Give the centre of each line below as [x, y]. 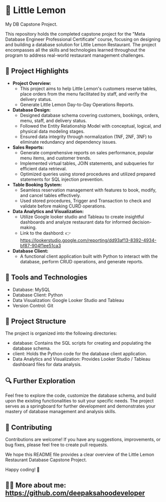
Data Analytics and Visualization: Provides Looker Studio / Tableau [81, 359]
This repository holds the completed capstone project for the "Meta [75, 34]
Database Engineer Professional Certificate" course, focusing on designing [83, 39]
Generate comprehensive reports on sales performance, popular [87, 152]
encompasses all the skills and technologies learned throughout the [75, 50]
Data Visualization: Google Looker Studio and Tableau [68, 300]
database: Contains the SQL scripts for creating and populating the [82, 343]
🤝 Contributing [29, 427]
